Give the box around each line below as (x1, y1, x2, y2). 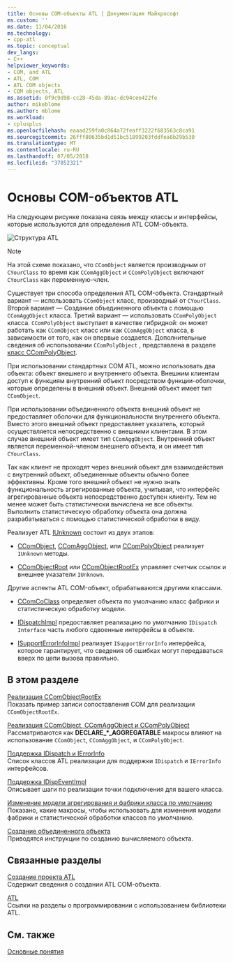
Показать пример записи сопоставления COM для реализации (7, 700, 195, 708)
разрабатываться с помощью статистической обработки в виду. (7, 514, 201, 523)
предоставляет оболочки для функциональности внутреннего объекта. (7, 412, 220, 421)
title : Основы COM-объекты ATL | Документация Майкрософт (7, 10, 179, 17)
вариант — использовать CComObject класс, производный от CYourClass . (7, 296, 221, 304)
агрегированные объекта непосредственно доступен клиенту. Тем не (7, 493, 218, 501)
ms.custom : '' (7, 17, 49, 24)
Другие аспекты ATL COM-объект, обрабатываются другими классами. (7, 583, 223, 592)
